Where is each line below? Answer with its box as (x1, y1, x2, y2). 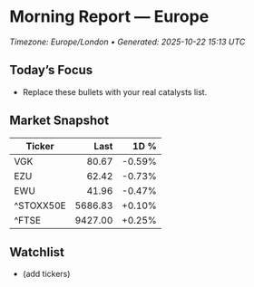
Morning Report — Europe (9, 6, 210, 27)
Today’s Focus (9, 62, 93, 78)
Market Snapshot (9, 113, 110, 129)
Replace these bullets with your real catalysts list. (22, 86, 208, 97)
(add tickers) (22, 269, 71, 280)
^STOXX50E (14, 199, 66, 212)
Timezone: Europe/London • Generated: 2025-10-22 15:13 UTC (9, 36, 246, 47)
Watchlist (9, 244, 65, 260)
